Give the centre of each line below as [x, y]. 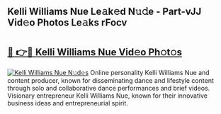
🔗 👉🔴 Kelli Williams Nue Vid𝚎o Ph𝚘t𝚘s [95, 52]
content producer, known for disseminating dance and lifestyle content [110, 80]
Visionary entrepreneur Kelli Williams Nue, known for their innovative [107, 96]
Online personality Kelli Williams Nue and [150, 73]
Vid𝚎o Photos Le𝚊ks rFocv [67, 23]
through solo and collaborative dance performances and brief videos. [109, 88]
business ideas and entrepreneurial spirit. [68, 103]
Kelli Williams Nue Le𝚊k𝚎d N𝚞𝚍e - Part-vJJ [104, 12]
